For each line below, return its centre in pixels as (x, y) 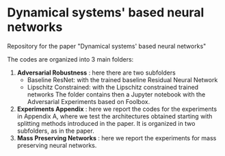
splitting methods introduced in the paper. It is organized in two (106, 123)
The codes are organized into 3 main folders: (70, 59)
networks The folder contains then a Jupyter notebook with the (116, 94)
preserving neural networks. (57, 145)
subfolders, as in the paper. (55, 131)
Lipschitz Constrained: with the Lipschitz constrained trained (113, 87)
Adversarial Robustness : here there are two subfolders (96, 73)
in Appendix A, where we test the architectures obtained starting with (115, 116)
